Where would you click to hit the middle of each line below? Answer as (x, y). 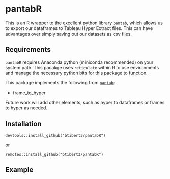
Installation (23, 124)
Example (19, 170)
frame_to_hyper (29, 93)
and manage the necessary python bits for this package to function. (76, 73)
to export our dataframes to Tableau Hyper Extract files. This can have (79, 28)
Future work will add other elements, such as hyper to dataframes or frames (85, 102)
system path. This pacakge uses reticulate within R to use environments (82, 67)
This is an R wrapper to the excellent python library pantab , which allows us (84, 23)
